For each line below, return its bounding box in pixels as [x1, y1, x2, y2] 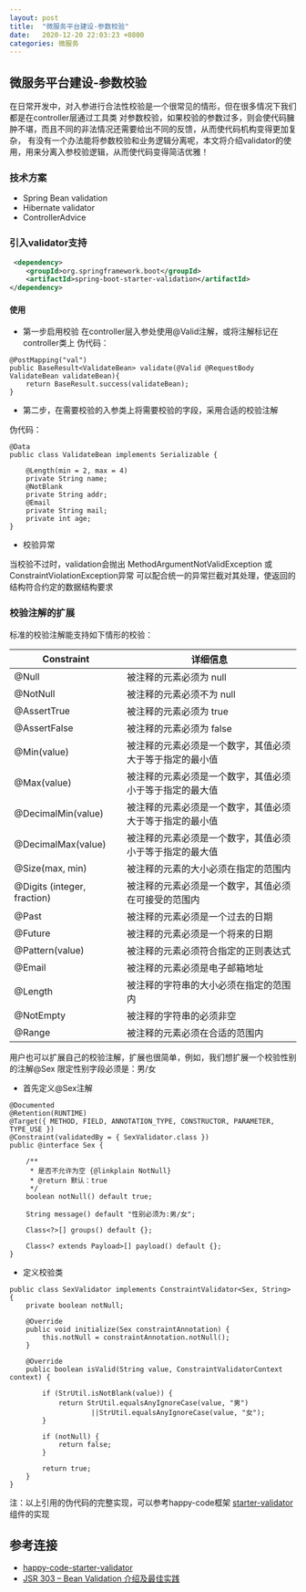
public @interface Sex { [9, 1140, 104, 1150]
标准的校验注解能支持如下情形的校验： [9, 629, 153, 640]
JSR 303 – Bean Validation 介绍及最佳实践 [22, 1573, 180, 1584]
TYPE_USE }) [9, 1124, 55, 1134]
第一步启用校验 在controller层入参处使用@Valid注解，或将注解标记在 [22, 326, 280, 338]
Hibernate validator [22, 203, 96, 213]
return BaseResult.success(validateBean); [25, 380, 189, 389]
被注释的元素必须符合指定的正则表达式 [126, 944, 291, 957]
